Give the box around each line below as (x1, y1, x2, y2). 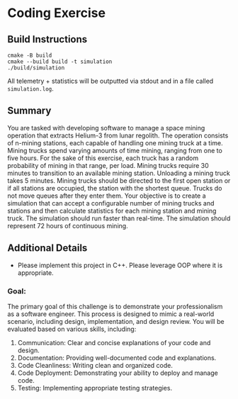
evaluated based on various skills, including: (7, 325, 137, 333)
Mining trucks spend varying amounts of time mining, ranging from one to (7, 146, 223, 154)
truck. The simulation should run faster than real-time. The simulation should (7, 214, 231, 223)
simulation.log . (7, 84, 55, 93)
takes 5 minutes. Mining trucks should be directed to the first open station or (7, 176, 231, 185)
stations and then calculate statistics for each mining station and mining (7, 206, 217, 215)
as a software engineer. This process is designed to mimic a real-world (7, 310, 215, 318)
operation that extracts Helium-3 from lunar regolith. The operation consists (7, 131, 229, 140)
